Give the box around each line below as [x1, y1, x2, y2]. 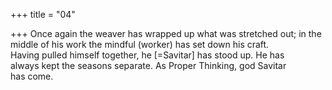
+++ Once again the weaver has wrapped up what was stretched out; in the [10, 28, 322, 39]
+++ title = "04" [10, 9, 76, 20]
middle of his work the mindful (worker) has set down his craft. [10, 39, 270, 50]
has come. [10, 70, 54, 82]
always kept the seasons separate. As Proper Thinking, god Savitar [10, 60, 287, 71]
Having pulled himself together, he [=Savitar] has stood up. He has [10, 49, 285, 61]
